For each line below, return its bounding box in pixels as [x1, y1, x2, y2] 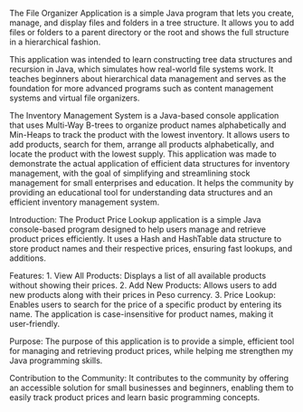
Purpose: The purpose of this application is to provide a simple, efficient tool [9, 336, 295, 347]
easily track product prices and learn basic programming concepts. [9, 392, 260, 402]
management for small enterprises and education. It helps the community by [9, 177, 294, 188]
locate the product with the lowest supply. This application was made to [9, 149, 278, 159]
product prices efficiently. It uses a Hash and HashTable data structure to [9, 234, 282, 244]
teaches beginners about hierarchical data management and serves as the [9, 73, 287, 84]
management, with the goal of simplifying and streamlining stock [9, 168, 251, 178]
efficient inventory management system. [9, 196, 160, 207]
